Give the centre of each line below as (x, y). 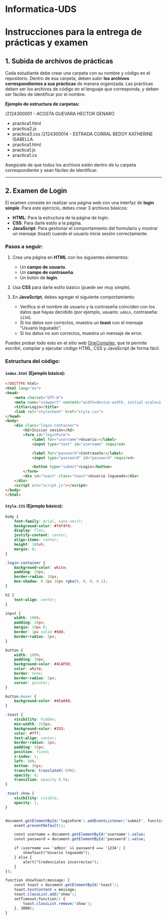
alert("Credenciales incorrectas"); (61, 862)
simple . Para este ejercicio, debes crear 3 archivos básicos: (67, 208)
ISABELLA (23, 139)
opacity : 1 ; (26, 803)
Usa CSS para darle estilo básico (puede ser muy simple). (72, 287)
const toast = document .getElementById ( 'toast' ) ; (67, 885)
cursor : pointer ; (32, 683)
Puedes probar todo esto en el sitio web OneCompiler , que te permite (76, 343)
